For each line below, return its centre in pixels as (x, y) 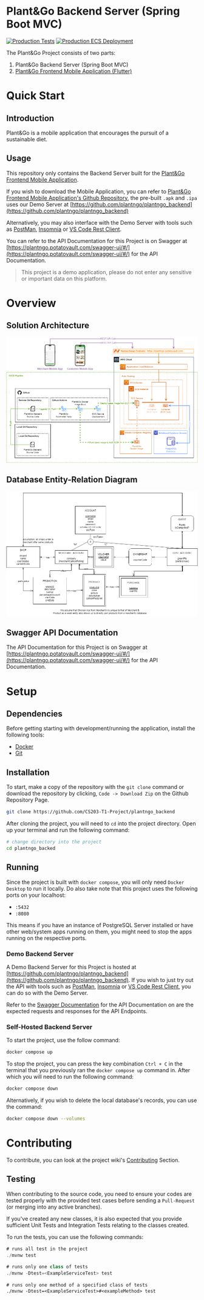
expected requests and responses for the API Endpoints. (77, 1011)
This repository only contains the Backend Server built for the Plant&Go (96, 173)
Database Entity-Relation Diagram (72, 480)
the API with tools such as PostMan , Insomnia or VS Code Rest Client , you (99, 986)
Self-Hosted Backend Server (49, 1026)
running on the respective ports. (46, 938)
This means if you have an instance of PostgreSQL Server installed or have (100, 925)
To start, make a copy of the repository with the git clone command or (95, 787)
